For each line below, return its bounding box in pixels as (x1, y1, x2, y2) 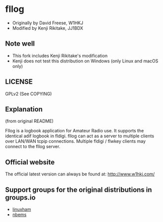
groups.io (5, 193, 36, 202)
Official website (5, 158, 55, 166)
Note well (5, 40, 35, 48)
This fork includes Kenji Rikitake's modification (12, 53, 108, 58)
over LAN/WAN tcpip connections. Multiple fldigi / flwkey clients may (5, 138, 146, 144)
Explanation (5, 105, 43, 113)
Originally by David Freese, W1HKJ (12, 20, 83, 26)
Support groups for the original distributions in (5, 185, 152, 194)
